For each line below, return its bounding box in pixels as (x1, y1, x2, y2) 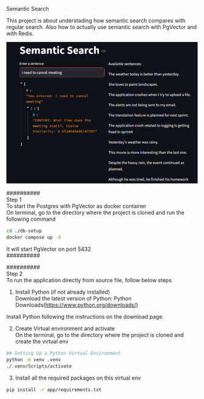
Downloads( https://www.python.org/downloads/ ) (15, 301, 138, 309)
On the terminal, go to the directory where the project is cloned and (15, 331, 184, 339)
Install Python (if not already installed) (15, 288, 110, 296)
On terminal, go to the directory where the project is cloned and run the (6, 209, 185, 217)
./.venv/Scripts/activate (6, 363, 72, 369)
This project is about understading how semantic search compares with (6, 17, 186, 24)
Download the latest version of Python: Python (15, 295, 132, 302)
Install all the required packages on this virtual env (15, 374, 141, 381)
